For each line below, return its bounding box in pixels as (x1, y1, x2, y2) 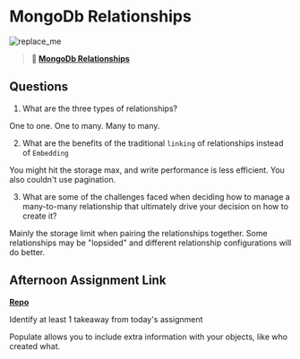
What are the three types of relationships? (21, 103, 177, 114)
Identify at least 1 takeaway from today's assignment (9, 313, 203, 324)
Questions (9, 79, 69, 95)
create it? (21, 210, 57, 221)
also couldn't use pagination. (9, 174, 116, 184)
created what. (9, 340, 61, 351)
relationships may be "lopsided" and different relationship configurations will (9, 237, 292, 248)
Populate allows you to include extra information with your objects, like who (9, 331, 288, 342)
